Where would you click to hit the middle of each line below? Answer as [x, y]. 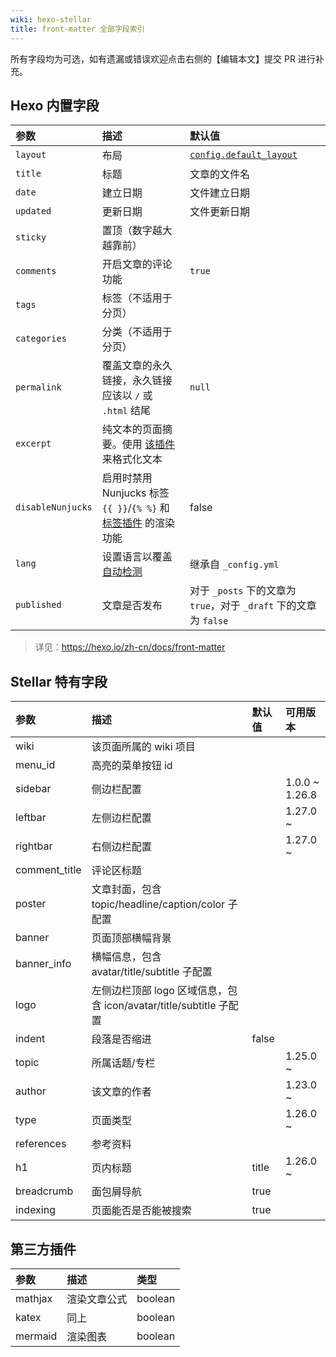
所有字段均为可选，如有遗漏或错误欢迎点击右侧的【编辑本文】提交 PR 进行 [163, 58]
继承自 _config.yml [234, 564]
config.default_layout [243, 155]
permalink [38, 387]
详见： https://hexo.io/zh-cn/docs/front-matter [130, 647]
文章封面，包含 [126, 889]
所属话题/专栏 [123, 1063]
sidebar [33, 789]
